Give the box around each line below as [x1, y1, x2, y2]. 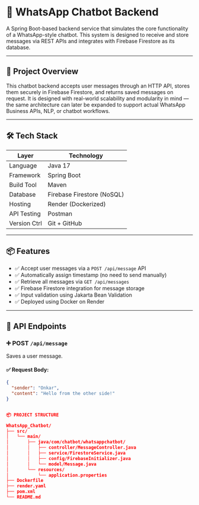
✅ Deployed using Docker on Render [14, 298, 105, 305]
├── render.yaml [6, 483, 46, 489]
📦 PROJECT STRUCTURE [6, 411, 59, 418]
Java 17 [47, 161, 71, 169]
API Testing [9, 210, 41, 218]
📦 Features [6, 246, 50, 256]
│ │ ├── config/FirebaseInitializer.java [6, 455, 131, 461]
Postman [47, 210, 73, 218]
